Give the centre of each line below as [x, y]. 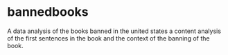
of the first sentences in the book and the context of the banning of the [108, 38]
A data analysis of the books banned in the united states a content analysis [114, 31]
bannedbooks [48, 12]
